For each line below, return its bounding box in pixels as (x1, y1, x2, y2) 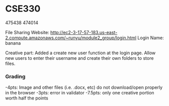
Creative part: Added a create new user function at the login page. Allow (5, 50, 156, 56)
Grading (5, 73, 26, 80)
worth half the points (5, 95, 48, 101)
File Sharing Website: (5, 29, 49, 35)
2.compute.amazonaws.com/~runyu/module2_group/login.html (5, 35, 137, 41)
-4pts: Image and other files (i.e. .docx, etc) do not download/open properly (5, 84, 163, 90)
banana (5, 40, 21, 46)
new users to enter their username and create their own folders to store (5, 55, 154, 61)
